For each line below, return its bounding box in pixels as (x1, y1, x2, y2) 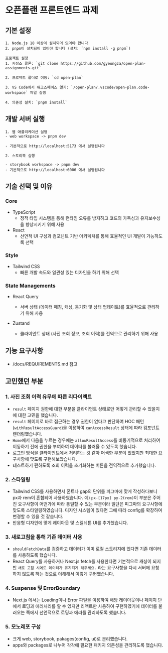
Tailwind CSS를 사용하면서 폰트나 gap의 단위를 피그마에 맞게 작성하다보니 (12, 488, 157, 494)
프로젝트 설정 (5, 56, 29, 61)
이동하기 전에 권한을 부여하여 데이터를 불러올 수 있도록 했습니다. (12, 443, 137, 449)
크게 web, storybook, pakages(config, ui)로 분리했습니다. (12, 635, 128, 641)
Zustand (12, 320, 30, 326)
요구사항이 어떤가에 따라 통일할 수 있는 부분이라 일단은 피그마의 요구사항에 (18, 500, 163, 507)
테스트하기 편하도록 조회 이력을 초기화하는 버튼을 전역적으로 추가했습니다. (12, 462, 156, 468)
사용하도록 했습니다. (18, 552, 57, 558)
